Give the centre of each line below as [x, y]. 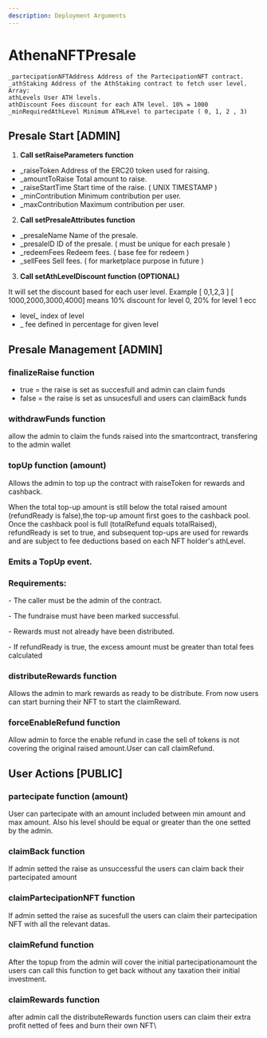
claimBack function [47, 852]
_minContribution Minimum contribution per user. [100, 196]
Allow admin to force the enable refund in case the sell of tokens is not [124, 740]
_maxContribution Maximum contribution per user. [102, 205]
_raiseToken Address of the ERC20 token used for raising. [114, 171]
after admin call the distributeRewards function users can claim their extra [130, 1017]
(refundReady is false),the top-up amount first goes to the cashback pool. [130, 515]
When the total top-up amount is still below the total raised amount [118, 507]
